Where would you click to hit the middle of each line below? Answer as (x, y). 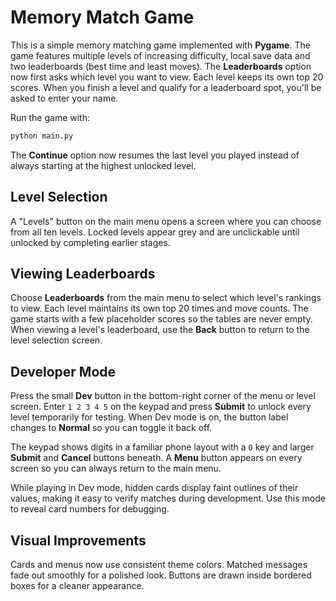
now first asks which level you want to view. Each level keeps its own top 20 (167, 77)
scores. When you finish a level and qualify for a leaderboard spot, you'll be (166, 87)
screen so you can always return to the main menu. (116, 468)
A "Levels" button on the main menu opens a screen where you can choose (166, 221)
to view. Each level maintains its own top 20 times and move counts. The (159, 308)
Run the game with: (50, 117)
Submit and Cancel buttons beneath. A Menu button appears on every (156, 458)
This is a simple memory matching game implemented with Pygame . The (160, 45)
